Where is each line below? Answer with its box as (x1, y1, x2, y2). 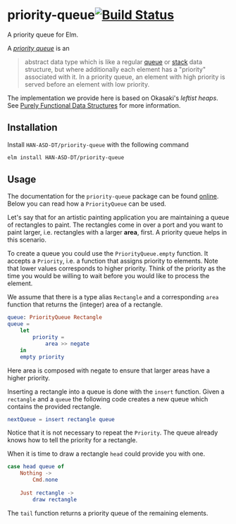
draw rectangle (32, 496, 77, 503)
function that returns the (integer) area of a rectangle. (7, 300, 163, 309)
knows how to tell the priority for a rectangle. (7, 436, 138, 444)
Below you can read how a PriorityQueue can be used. (7, 199, 167, 208)
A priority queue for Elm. (7, 30, 79, 39)
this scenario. (7, 236, 47, 244)
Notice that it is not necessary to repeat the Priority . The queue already (7, 428, 218, 437)
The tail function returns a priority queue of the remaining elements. (7, 509, 209, 517)
